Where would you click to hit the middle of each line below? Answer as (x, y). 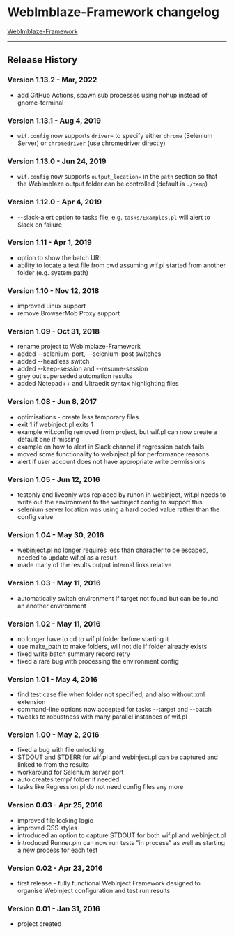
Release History (42, 60)
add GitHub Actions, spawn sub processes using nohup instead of (112, 95)
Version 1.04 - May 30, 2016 (56, 534)
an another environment (52, 606)
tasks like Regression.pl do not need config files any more (100, 787)
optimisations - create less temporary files (78, 417)
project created (39, 924)
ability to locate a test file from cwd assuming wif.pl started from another (122, 265)
